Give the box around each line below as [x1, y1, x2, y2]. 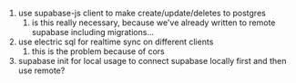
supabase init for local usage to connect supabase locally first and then [17, 56, 287, 66]
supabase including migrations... [31, 27, 155, 37]
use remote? [17, 65, 66, 76]
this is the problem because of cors [31, 46, 166, 57]
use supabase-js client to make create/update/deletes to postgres [17, 8, 266, 18]
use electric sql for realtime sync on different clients [17, 36, 214, 47]
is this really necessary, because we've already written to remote [31, 17, 276, 28]
